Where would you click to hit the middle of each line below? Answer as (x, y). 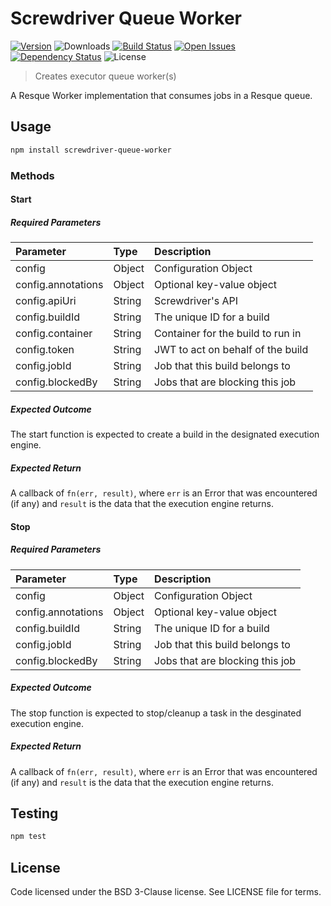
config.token (45, 350)
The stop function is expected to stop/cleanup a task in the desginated (156, 713)
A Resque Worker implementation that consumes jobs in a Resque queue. (161, 95)
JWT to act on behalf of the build (231, 350)
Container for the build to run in (228, 334)
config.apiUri (46, 301)
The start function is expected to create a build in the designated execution (165, 434)
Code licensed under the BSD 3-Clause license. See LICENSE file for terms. (166, 892)
